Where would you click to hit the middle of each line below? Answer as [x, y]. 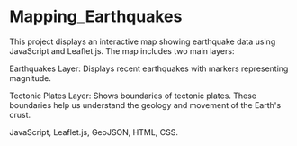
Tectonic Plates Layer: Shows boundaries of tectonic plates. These [133, 96]
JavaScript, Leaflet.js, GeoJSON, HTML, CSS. [94, 132]
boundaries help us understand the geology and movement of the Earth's [145, 105]
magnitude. [30, 78]
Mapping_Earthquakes [96, 17]
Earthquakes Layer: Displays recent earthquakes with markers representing [149, 68]
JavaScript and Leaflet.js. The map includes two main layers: [122, 50]
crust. [20, 114]
